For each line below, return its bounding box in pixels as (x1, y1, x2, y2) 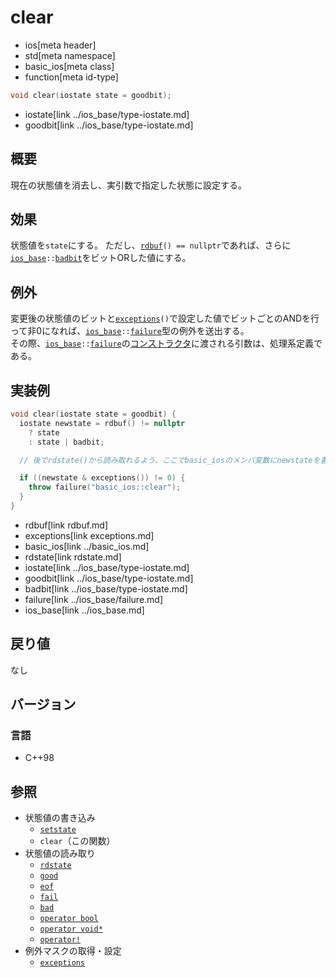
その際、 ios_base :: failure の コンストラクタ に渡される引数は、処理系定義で (10, 337, 323, 350)
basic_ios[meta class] (24, 60, 115, 72)
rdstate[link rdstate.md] (24, 551, 122, 563)
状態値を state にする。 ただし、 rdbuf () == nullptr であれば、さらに (10, 239, 292, 251)
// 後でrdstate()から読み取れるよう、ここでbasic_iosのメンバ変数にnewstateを (19, 455, 321, 465)
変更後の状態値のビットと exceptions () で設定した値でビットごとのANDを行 (10, 312, 320, 325)
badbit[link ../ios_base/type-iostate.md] (24, 582, 188, 595)
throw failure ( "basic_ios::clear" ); (28, 482, 182, 493)
